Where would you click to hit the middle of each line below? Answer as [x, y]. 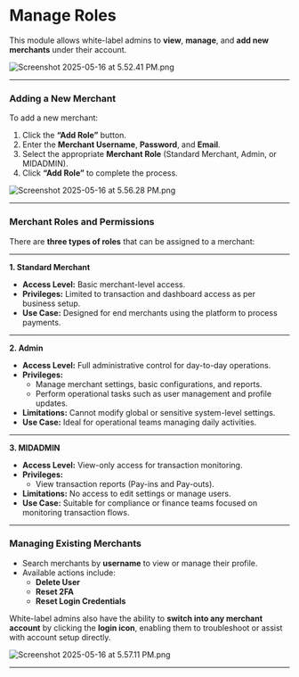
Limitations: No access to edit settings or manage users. [126, 493]
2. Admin [26, 348]
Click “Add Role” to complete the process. [100, 173]
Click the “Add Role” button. [74, 136]
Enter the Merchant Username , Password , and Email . [121, 144]
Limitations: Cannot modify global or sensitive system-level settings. [149, 412]
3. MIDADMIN [35, 448]
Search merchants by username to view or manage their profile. [140, 563]
